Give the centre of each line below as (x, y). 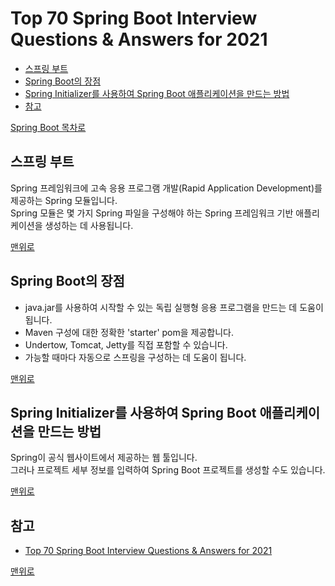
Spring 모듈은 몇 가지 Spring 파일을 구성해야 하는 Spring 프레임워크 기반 (152, 213)
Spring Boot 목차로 (48, 127)
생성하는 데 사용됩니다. (89, 225)
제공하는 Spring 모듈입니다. (64, 200)
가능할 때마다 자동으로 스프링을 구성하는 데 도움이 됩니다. (135, 357)
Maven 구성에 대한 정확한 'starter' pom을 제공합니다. (129, 332)
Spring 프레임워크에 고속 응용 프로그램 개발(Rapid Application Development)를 (166, 188)
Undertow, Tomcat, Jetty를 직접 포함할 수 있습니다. (126, 344)
